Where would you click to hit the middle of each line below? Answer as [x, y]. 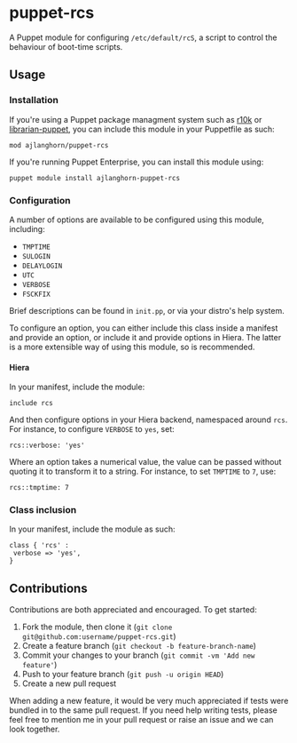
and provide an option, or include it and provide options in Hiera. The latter [145, 337]
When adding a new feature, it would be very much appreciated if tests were [149, 701]
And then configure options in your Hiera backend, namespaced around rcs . [148, 419]
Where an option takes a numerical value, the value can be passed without [145, 462]
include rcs [31, 403]
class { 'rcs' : [39, 546]
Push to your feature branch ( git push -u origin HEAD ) [123, 675]
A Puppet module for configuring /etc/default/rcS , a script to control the [143, 37]
